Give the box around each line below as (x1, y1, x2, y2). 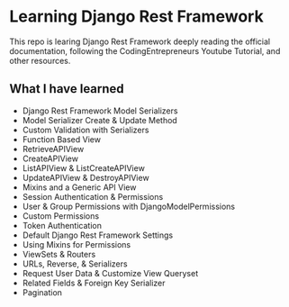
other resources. (9, 55, 71, 66)
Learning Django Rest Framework (9, 6, 264, 27)
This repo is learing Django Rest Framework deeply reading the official (9, 36, 271, 47)
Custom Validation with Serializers (22, 124, 149, 135)
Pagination (22, 286, 63, 298)
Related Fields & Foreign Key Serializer (22, 277, 166, 288)
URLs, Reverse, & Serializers (22, 258, 128, 269)
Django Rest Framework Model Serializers (22, 105, 178, 116)
